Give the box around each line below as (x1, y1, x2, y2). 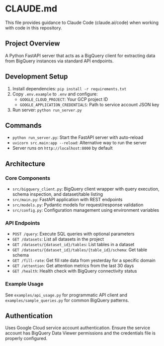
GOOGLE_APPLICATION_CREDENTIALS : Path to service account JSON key (19, 101, 160, 107)
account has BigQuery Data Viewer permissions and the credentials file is (5, 330, 156, 336)
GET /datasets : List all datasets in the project (12, 236, 104, 242)
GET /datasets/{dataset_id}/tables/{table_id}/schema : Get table (12, 247, 148, 253)
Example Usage (5, 281, 44, 288)
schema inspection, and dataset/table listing (12, 191, 103, 197)
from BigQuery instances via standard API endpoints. (5, 58, 114, 64)
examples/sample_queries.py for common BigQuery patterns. (5, 297, 129, 303)
